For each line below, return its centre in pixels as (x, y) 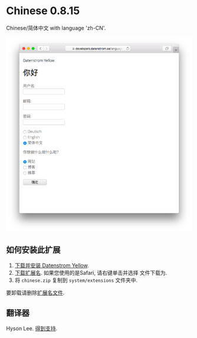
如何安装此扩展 (33, 250)
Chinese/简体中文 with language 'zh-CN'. (56, 28)
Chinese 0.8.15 (43, 11)
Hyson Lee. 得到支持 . (32, 328)
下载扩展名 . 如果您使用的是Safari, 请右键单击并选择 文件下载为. (91, 273)
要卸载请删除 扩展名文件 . (35, 293)
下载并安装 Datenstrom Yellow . (52, 265)
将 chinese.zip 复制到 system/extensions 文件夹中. (76, 280)
